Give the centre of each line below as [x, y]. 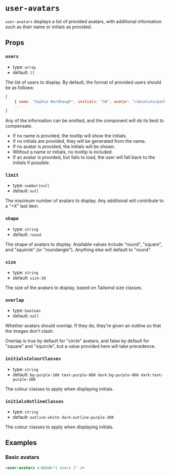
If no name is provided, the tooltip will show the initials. [70, 136]
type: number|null [31, 185]
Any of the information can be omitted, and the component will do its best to [85, 121]
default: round [27, 234]
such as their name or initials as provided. [49, 27]
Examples [21, 443]
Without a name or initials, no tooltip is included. [62, 152]
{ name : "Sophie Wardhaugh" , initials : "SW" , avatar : [72, 102]
